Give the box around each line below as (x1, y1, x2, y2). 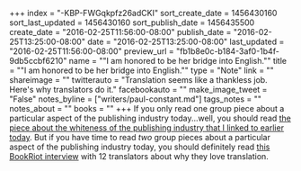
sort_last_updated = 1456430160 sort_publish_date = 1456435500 (9, 17, 255, 28)
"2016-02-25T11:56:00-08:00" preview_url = (9, 46, 174, 57)
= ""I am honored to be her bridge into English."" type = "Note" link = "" (9, 65, 274, 76)
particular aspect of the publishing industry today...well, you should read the (9, 112, 292, 123)
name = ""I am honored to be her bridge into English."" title (68, 56, 288, 66)
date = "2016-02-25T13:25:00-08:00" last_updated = (86, 36, 285, 47)
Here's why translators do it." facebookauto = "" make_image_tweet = (9, 85, 268, 94)
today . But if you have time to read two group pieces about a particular (9, 132, 271, 142)
